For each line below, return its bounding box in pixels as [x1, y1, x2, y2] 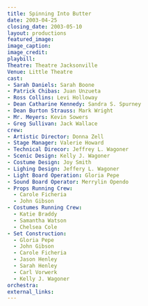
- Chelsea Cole [13, 223, 58, 230]
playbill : [7, 56, 36, 63]
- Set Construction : [7, 230, 67, 237]
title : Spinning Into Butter [7, 10, 92, 17]
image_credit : [7, 49, 49, 56]
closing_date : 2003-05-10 [7, 23, 82, 30]
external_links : [7, 288, 54, 296]
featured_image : [7, 36, 54, 43]
